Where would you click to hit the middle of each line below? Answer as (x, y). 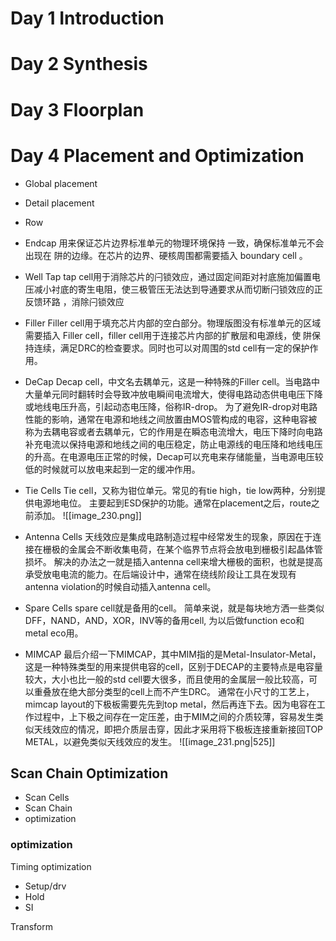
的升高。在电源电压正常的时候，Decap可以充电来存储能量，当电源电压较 (174, 456)
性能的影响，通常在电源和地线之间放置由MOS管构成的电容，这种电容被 (171, 419)
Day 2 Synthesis (79, 64)
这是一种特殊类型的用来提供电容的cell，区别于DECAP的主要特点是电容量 (173, 666)
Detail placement (59, 203)
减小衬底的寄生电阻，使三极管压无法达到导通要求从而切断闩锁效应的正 (178, 289)
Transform (31, 926)
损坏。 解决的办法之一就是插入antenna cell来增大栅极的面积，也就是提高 (173, 561)
